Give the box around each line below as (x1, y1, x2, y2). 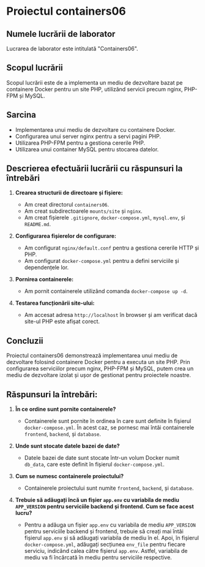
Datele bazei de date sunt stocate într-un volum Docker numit (24, 454, 179, 462)
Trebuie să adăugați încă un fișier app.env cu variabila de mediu (15, 497, 179, 504)
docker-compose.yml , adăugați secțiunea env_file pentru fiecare (24, 541, 185, 548)
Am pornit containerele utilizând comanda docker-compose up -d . (24, 287, 188, 295)
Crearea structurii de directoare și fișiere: (15, 189, 124, 197)
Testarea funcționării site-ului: (15, 299, 95, 307)
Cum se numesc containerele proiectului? (15, 473, 124, 480)
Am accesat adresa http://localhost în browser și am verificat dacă (24, 311, 198, 319)
